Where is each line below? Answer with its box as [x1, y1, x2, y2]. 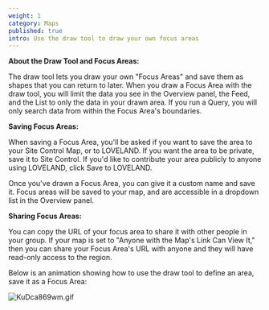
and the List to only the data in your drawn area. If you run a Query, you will [8, 97, 258, 107]
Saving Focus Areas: [8, 122, 79, 131]
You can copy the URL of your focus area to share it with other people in [8, 227, 247, 237]
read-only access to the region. [8, 253, 112, 262]
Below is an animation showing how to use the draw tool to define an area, [8, 268, 255, 278]
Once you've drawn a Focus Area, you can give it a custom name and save [8, 179, 255, 188]
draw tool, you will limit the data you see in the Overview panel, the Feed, [8, 89, 251, 99]
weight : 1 [8, 11, 42, 20]
